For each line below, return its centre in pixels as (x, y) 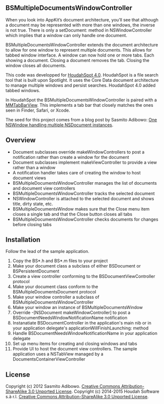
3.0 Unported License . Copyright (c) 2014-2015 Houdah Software (94, 391)
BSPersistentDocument (36, 271)
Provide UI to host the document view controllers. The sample (75, 349)
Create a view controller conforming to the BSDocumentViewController (84, 276)
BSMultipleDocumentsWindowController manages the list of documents (85, 183)
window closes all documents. (36, 65)
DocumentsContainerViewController (49, 359)
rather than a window (34, 167)
